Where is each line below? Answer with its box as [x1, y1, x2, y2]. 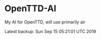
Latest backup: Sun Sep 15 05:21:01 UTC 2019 [4, 28, 97, 34]
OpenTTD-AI [4, 3, 56, 14]
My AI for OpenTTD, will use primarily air [4, 19, 85, 25]
